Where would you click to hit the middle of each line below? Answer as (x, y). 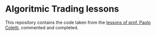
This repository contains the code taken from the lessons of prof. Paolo (78, 22)
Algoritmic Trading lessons (62, 9)
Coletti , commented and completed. (42, 27)
